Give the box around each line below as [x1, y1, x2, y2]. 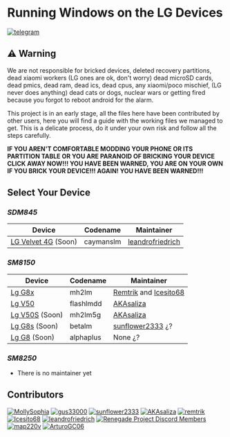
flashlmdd [69, 298, 102, 308]
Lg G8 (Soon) [10, 332, 55, 342]
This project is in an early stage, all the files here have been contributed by [7, 109, 220, 117]
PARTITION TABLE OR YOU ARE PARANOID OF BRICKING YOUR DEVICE [7, 152, 215, 160]
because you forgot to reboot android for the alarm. [7, 96, 154, 104]
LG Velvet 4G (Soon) [10, 237, 77, 247]
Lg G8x [10, 287, 35, 297]
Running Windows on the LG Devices [7, 5, 223, 21]
